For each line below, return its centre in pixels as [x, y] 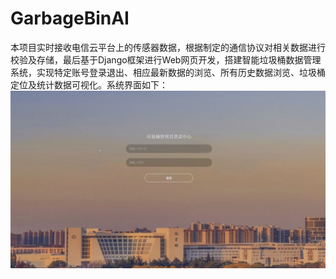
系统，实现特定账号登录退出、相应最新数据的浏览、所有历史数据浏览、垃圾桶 [168, 72]
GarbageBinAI [70, 18]
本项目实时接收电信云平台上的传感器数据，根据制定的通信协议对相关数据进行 [168, 47]
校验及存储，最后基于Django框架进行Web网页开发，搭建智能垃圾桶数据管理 [166, 59]
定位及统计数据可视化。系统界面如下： [89, 84]
